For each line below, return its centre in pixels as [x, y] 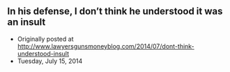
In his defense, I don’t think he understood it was [115, 11]
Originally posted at [45, 39]
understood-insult [43, 53]
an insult [26, 22]
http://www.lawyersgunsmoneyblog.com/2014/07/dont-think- [106, 46]
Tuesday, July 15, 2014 [50, 61]
